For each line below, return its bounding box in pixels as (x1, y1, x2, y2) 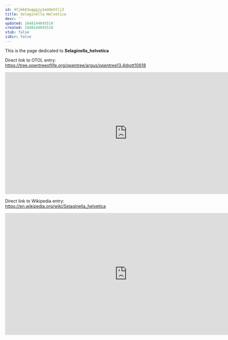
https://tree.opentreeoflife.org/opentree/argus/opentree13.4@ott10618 (5, 62, 146, 68)
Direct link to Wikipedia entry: (5, 198, 64, 204)
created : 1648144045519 (5, 25, 54, 30)
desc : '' (5, 16, 23, 21)
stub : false (5, 30, 29, 35)
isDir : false (5, 35, 32, 40)
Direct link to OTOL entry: (5, 57, 56, 63)
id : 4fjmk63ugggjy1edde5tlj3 (5, 7, 64, 12)
